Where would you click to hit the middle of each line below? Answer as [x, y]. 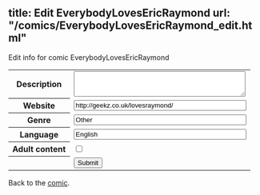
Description [39, 85]
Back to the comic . [39, 182]
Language [39, 135]
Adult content [39, 149]
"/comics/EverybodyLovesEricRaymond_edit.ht [130, 26]
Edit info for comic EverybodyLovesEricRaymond [89, 57]
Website [39, 105]
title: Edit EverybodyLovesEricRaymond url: [119, 13]
